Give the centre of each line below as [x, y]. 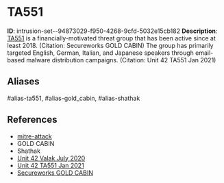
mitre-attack [35, 136]
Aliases [23, 82]
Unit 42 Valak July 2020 [51, 158]
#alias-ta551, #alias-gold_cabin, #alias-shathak [74, 98]
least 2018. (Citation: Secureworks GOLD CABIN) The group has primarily [110, 45]
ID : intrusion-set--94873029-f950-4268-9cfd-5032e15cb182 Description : [112, 31]
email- [204, 53]
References [32, 120]
